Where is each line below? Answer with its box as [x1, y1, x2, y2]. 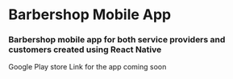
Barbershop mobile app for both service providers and [8, 34, 226, 45]
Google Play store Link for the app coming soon [8, 62, 167, 72]
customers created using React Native [8, 44, 162, 55]
